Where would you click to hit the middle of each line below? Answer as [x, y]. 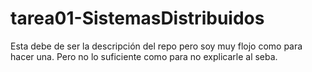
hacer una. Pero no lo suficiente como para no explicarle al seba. [144, 56]
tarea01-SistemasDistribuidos [137, 18]
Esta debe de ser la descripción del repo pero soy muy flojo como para [156, 46]
